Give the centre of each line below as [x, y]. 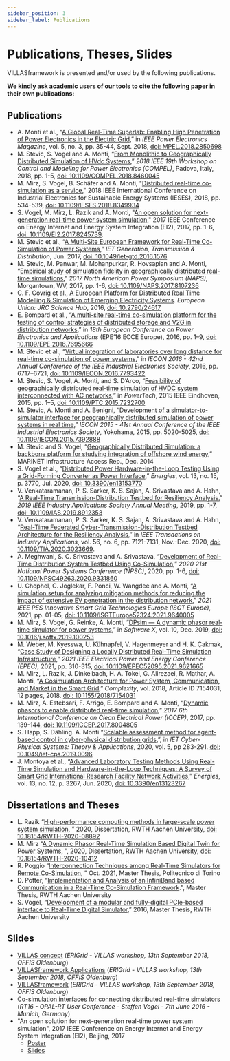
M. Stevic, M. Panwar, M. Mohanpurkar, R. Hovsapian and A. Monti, [112, 264]
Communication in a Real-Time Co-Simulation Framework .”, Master [111, 888]
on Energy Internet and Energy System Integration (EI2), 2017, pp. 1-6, [116, 227]
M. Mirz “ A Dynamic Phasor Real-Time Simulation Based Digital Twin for [118, 844]
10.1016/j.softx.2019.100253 [55, 637]
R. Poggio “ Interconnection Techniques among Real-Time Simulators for [119, 866]
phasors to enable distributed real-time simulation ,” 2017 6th [103, 710]
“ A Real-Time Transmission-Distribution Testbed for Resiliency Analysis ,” [120, 498]
